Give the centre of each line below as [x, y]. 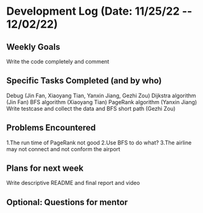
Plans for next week [45, 169]
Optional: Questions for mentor [67, 202]
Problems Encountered [51, 128]
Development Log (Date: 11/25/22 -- [99, 11]
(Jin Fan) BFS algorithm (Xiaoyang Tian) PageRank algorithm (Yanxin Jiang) [102, 102]
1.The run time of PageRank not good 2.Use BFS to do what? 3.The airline [99, 143]
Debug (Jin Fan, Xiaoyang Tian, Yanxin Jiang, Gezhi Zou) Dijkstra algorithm [101, 95]
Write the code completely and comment [58, 62]
